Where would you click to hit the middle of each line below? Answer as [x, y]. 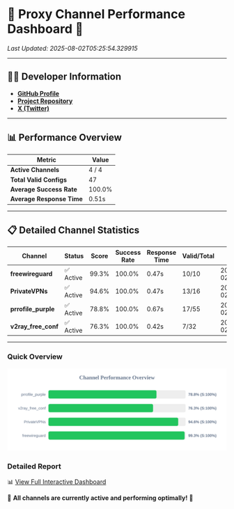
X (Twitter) [33, 108]
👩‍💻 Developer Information [64, 77]
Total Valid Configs [39, 180]
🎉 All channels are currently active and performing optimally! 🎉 [100, 498]
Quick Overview [35, 357]
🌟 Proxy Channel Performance [96, 14]
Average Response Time [47, 199]
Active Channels [35, 170]
